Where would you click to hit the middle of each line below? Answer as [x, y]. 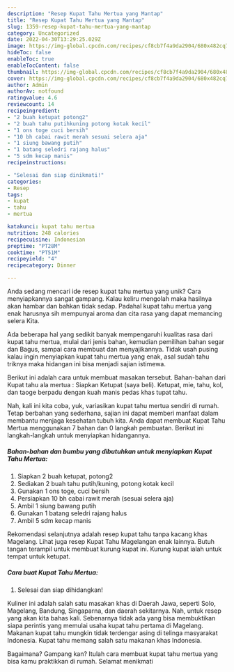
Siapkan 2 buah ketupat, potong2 [65, 476]
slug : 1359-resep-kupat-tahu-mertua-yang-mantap [79, 26]
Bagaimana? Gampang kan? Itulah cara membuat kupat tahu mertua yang [112, 654]
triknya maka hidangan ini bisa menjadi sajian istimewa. [86, 364]
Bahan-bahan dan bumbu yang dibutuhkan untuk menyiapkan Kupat [110, 451]
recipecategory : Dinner [42, 265]
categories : [24, 182]
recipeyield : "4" [32, 259]
